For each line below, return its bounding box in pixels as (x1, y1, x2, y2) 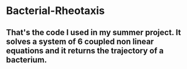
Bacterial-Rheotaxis (6, 4, 105, 18)
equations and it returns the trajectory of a (6, 46, 164, 56)
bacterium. (6, 54, 47, 65)
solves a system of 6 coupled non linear (6, 36, 154, 46)
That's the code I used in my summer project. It (6, 27, 181, 37)
